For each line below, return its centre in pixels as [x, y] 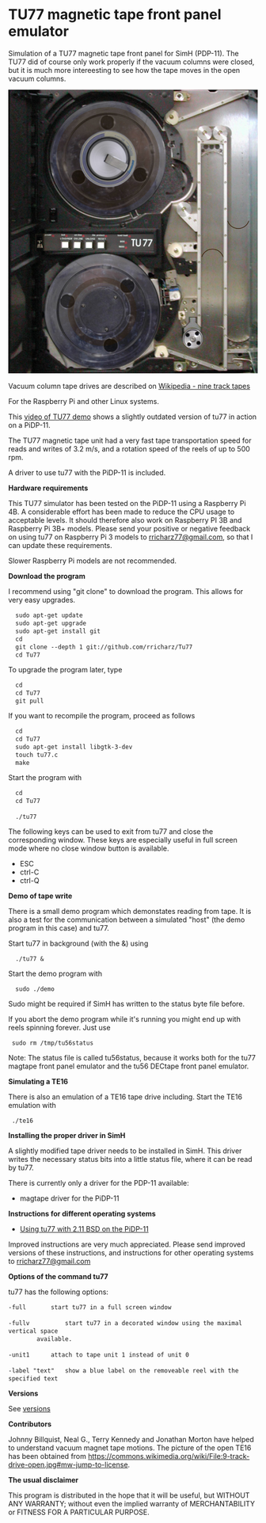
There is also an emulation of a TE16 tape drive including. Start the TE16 [125, 1097]
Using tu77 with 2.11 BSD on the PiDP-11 [84, 1229]
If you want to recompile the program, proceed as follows [102, 716]
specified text [33, 1379]
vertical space [33, 1331]
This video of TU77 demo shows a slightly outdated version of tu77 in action [133, 417]
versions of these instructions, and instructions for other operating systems [131, 1253]
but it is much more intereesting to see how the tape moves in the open [124, 70]
